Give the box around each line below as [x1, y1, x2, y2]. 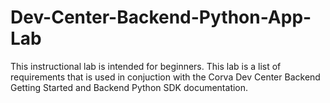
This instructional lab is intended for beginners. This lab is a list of [10, 60, 282, 72]
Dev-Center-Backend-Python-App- [10, 6, 312, 29]
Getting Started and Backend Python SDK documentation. [10, 81, 249, 93]
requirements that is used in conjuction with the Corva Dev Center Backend [10, 71, 321, 83]
